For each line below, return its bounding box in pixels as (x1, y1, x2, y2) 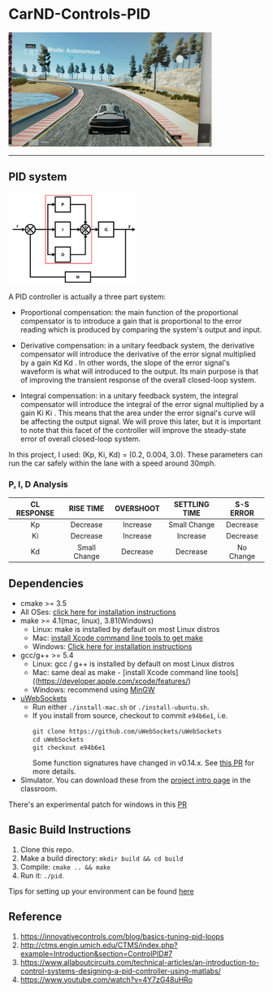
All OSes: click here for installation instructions (19, 607, 176, 617)
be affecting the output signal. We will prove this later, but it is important (19, 417, 262, 427)
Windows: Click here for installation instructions (32, 641, 193, 651)
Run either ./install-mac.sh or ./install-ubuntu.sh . (32, 702, 210, 712)
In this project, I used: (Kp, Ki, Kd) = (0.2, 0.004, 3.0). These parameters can (8, 450, 263, 460)
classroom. (19, 783, 58, 793)
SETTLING (173, 499, 210, 509)
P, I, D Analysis (8, 479, 69, 490)
